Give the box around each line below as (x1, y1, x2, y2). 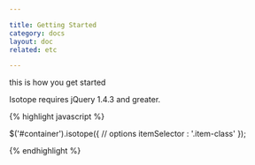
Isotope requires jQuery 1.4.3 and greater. (9, 94, 161, 105)
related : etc (9, 45, 58, 54)
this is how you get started (9, 77, 106, 88)
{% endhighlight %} (9, 146, 81, 156)
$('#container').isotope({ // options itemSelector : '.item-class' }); (9, 129, 246, 139)
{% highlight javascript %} (9, 111, 105, 122)
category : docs (9, 28, 66, 38)
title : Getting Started (9, 20, 97, 29)
